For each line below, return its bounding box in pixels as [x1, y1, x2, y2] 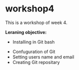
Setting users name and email [12, 53, 74, 60]
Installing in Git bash [12, 38, 55, 45]
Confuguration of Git [12, 48, 55, 54]
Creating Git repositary [12, 59, 60, 65]
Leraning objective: [5, 29, 47, 35]
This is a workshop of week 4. [5, 19, 68, 25]
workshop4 [5, 3, 54, 14]
